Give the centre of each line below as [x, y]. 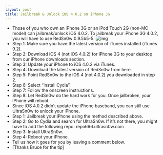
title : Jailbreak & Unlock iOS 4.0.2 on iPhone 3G [58, 14]
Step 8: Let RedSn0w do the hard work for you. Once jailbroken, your [81, 95]
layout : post [18, 10]
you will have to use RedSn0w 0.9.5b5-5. [53, 38]
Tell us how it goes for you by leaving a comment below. [69, 142]
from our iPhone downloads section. [49, 59]
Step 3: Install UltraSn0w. [38, 132]
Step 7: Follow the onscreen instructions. [53, 90]
